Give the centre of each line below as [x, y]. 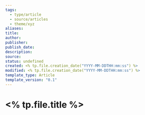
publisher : [17, 43]
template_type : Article [30, 75]
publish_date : [20, 47]
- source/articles [29, 19]
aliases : [14, 29]
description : [19, 52]
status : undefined [24, 61]
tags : [11, 10]
